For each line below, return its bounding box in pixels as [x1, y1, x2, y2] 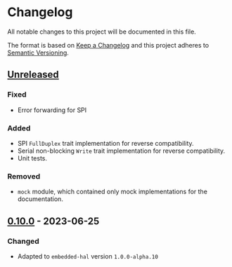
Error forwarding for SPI [17, 106, 87, 114]
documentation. [17, 195, 63, 203]
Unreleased [7, 69, 60, 81]
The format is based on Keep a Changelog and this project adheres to [7, 41, 210, 49]
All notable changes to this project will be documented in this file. [7, 27, 197, 36]
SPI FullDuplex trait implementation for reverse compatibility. [17, 139, 195, 147]
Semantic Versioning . [7, 48, 69, 57]
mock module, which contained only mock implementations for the [17, 187, 207, 196]
